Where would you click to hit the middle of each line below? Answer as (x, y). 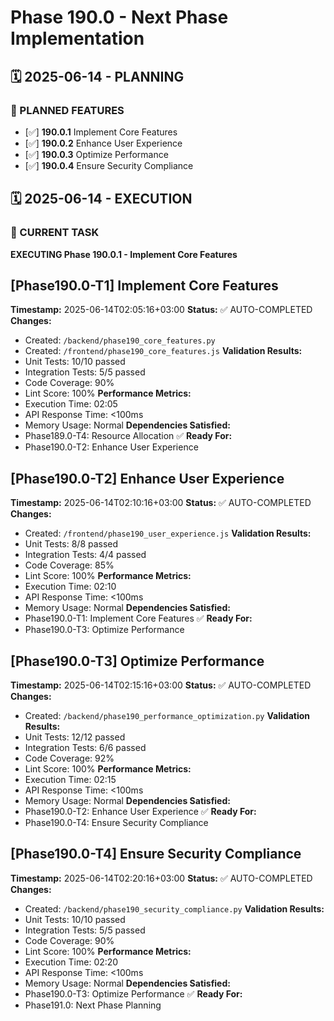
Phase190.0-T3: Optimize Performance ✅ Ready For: (133, 993)
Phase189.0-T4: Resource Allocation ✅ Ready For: (128, 436)
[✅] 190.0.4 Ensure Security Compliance (109, 165)
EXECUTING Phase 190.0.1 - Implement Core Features (124, 254)
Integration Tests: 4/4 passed (85, 555)
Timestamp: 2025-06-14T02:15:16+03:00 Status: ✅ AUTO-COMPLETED (161, 685)
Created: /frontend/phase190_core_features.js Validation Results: (163, 351)
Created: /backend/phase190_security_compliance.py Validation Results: (174, 908)
